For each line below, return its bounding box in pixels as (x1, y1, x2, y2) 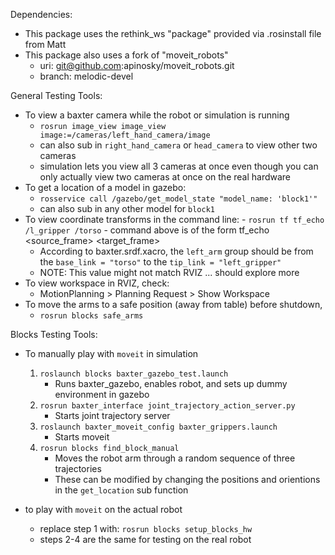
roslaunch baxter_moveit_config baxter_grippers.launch (39, 422, 278, 432)
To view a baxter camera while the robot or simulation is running (24, 109, 290, 121)
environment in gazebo (54, 389, 150, 400)
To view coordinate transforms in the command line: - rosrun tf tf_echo (24, 214, 325, 225)
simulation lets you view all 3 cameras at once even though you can (39, 160, 319, 172)
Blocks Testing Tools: (10, 329, 98, 340)
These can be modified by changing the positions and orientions (54, 474, 321, 485)
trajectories (54, 463, 102, 474)
